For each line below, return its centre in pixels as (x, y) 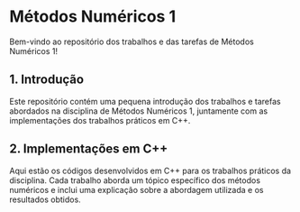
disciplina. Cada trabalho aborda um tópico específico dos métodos (135, 180)
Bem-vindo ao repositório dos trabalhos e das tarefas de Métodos (132, 41)
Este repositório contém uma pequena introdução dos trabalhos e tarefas (145, 101)
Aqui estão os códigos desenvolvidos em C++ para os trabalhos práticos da (150, 171)
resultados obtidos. (45, 199)
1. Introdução (46, 80)
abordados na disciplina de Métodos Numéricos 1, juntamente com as (139, 111)
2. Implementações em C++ (89, 149)
